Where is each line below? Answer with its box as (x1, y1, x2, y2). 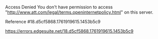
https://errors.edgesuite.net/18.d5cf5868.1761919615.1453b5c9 (5, 28, 134, 34)
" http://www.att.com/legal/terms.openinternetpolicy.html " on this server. (5, 9, 154, 15)
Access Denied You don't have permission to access (5, 4, 113, 10)
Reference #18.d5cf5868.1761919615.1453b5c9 (5, 19, 101, 24)
